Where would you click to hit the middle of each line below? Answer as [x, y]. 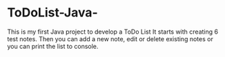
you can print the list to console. [53, 46]
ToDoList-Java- [52, 13]
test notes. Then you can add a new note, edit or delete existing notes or [110, 38]
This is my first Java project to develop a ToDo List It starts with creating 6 [113, 32]
